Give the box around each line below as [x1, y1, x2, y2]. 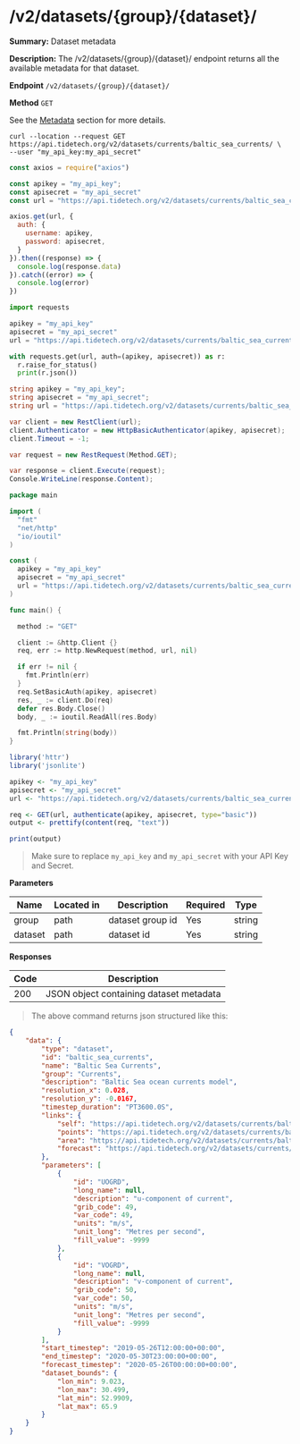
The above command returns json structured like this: [30, 1010, 229, 1021]
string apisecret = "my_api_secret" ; [9, 393, 150, 402]
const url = [9, 196, 54, 205]
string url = [9, 401, 58, 410]
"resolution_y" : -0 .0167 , [41, 1094, 138, 1103]
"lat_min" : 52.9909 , [56, 1393, 134, 1403]
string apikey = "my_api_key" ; [9, 384, 126, 394]
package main [9, 491, 58, 500]
